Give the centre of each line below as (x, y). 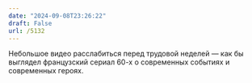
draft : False (30, 23)
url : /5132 (27, 31)
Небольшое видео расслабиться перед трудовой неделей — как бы (126, 54)
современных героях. (46, 71)
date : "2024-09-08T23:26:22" (57, 16)
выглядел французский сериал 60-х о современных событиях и (119, 62)
